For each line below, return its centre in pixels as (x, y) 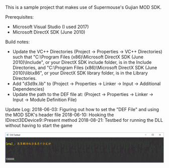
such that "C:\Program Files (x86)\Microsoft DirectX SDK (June (78, 57)
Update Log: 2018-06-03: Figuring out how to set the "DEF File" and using (82, 109)
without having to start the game (39, 125)
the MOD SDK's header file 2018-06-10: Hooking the (60, 115)
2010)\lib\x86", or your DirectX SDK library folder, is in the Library (80, 73)
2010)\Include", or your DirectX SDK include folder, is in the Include (82, 62)
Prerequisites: (20, 17)
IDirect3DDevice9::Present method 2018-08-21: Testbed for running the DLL (84, 120)
